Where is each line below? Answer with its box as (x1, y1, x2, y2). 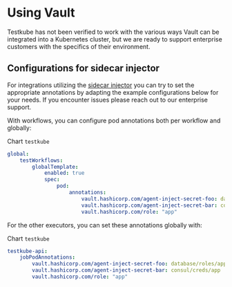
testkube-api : (7, 248, 48, 254)
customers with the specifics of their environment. (7, 42, 151, 50)
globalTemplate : (32, 163, 79, 170)
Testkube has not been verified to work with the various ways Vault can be (7, 28, 220, 36)
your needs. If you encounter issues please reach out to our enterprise (7, 95, 209, 104)
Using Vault (7, 5, 75, 21)
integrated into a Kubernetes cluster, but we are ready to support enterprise (7, 35, 222, 43)
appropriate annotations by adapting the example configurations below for (7, 88, 219, 96)
